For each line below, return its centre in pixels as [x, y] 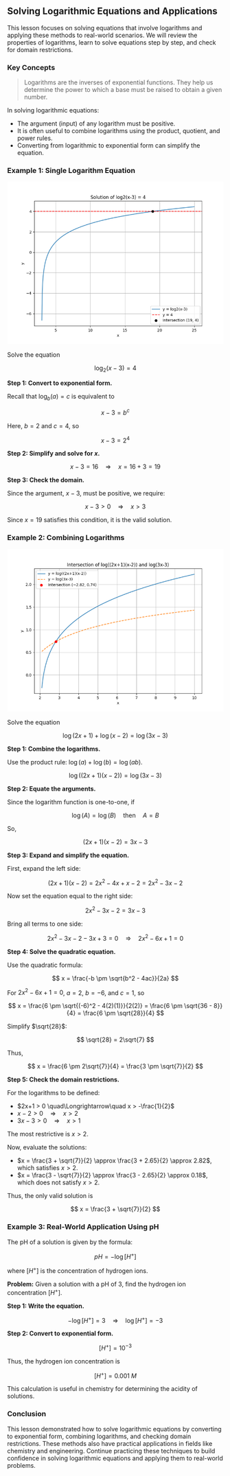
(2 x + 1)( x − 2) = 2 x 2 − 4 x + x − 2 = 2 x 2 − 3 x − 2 [115, 882]
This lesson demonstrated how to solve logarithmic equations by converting [114, 1429]
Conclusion [27, 1414]
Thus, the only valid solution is [50, 1196]
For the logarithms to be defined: [54, 1093]
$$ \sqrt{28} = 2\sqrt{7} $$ [115, 1040]
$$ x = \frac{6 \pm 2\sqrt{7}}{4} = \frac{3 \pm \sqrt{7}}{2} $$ [115, 1066]
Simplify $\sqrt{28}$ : [37, 1027]
